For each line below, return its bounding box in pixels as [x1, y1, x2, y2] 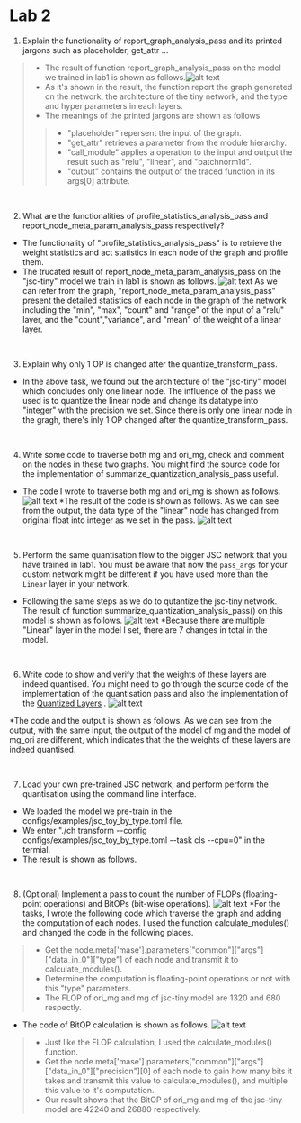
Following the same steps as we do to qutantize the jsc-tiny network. [22, 596, 278, 607]
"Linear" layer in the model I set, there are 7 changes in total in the [22, 624, 268, 635]
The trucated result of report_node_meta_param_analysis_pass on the [22, 266, 281, 277]
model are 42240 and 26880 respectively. [44, 1103, 201, 1114]
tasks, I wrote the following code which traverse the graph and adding [22, 908, 282, 918]
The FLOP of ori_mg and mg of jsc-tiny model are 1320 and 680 [44, 992, 281, 1003]
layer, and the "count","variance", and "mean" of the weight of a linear [22, 314, 281, 324]
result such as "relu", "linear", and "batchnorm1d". [66, 156, 252, 167]
